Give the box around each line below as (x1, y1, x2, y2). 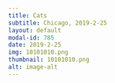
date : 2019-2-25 (8, 41, 61, 49)
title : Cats (8, 11, 47, 20)
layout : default (8, 26, 61, 34)
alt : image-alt (8, 63, 58, 71)
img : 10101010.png (8, 48, 69, 56)
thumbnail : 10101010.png (8, 56, 90, 64)
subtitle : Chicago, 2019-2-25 (8, 19, 108, 27)
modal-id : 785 (8, 33, 55, 42)
